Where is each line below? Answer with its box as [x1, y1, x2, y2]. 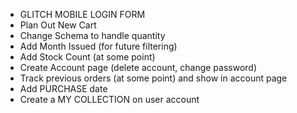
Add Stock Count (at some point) [19, 51, 156, 63]
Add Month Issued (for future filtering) [19, 40, 178, 52]
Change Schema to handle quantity [19, 30, 166, 41]
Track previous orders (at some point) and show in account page [19, 72, 288, 84]
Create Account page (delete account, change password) [19, 62, 258, 73]
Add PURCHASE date [19, 83, 108, 94]
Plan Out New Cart [19, 19, 97, 31]
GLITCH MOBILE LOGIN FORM [19, 9, 146, 20]
